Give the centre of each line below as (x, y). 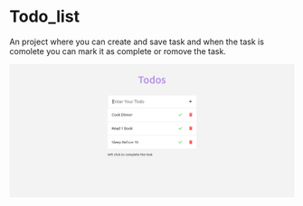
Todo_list (44, 17)
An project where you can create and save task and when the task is (137, 42)
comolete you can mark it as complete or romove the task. (118, 51)
